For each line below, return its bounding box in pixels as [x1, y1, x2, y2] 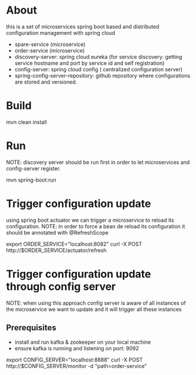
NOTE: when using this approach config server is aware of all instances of [6, 299, 187, 307]
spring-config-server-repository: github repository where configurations [14, 72, 191, 79]
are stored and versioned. [14, 78, 78, 85]
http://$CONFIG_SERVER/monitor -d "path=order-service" [6, 362, 147, 369]
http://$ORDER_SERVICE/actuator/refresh [6, 246, 107, 254]
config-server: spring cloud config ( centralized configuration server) [14, 65, 183, 73]
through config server [6, 279, 116, 293]
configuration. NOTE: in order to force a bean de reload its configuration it [6, 222, 185, 230]
